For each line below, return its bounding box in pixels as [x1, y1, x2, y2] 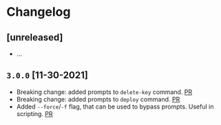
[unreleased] [6, 32, 63, 43]
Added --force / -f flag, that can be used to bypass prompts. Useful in [16, 102, 214, 111]
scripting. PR [16, 109, 53, 117]
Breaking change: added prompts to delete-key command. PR [16, 87, 193, 96]
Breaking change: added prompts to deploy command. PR [16, 95, 180, 103]
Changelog [6, 4, 71, 20]
